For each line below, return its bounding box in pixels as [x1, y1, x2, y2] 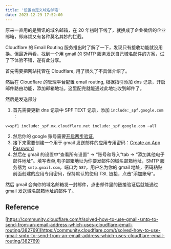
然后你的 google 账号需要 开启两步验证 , [12, 133, 95, 139]
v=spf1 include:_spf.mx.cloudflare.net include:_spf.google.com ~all [5, 123, 157, 128]
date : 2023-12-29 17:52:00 [5, 12, 63, 17]
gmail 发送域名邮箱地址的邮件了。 [5, 188, 77, 194]
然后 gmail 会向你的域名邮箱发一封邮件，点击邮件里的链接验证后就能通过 [5, 181, 159, 187]
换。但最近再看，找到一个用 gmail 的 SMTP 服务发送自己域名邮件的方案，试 [5, 51, 165, 57]
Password [12, 145, 34, 151]
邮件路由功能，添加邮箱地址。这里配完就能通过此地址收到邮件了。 [5, 85, 144, 91]
